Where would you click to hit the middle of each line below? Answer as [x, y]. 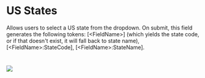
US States [32, 11]
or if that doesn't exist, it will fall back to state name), [73, 41]
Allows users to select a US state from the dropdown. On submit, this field [99, 28]
